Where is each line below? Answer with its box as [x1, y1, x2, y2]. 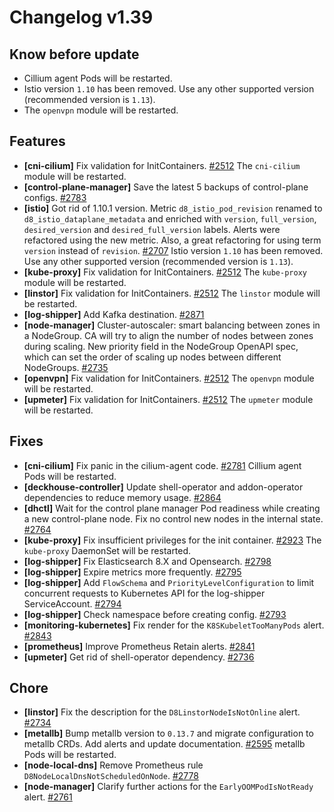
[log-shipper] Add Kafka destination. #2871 [23, 308, 205, 320]
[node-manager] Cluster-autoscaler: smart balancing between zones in [23, 319, 321, 331]
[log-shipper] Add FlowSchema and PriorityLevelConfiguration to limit [23, 576, 315, 588]
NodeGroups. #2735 [23, 361, 109, 373]
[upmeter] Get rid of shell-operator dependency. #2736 [23, 651, 255, 663]
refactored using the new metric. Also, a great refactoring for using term [23, 234, 322, 246]
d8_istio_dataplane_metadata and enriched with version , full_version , [23, 212, 317, 225]
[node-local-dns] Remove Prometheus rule [23, 759, 204, 771]
